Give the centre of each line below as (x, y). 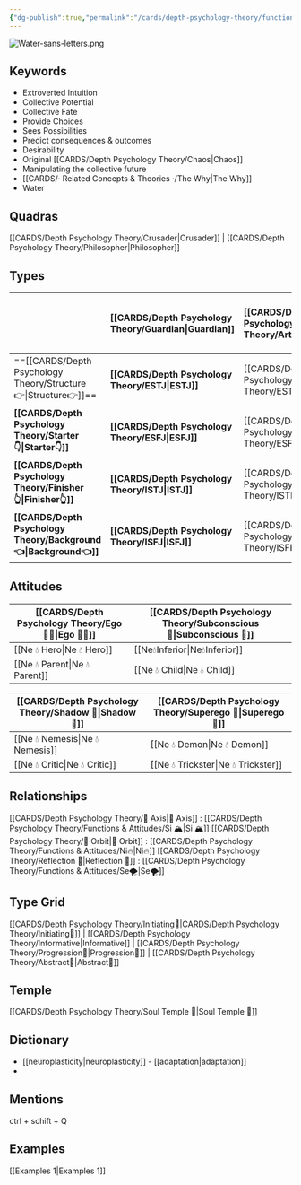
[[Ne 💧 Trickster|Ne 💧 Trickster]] (216, 764)
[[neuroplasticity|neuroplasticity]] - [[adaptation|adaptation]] (134, 1062)
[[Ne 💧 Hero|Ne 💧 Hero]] (64, 649)
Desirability (43, 150)
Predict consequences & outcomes (87, 141)
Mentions (37, 1099)
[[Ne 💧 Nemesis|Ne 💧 (56, 738)
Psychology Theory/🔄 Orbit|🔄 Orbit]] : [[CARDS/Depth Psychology (131, 841)
